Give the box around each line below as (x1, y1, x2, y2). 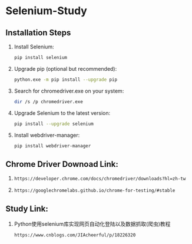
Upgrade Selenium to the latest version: (14, 109, 111, 116)
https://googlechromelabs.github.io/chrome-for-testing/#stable (14, 187, 176, 194)
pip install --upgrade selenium (14, 121, 94, 127)
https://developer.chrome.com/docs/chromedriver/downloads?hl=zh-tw (14, 176, 186, 182)
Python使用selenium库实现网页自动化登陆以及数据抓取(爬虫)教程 (14, 220, 171, 227)
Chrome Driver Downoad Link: (5, 159, 118, 169)
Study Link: (5, 204, 48, 214)
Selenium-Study (5, 4, 88, 18)
